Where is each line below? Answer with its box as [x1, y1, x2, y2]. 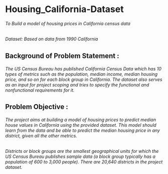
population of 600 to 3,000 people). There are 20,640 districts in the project [5, 159, 163, 165]
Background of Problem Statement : [5, 52, 119, 60]
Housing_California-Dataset [5, 4, 124, 15]
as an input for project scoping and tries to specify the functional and [5, 81, 149, 88]
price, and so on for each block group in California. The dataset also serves [5, 76, 162, 82]
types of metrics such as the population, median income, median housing [5, 71, 158, 77]
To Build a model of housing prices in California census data [5, 20, 130, 26]
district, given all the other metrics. [5, 132, 78, 139]
